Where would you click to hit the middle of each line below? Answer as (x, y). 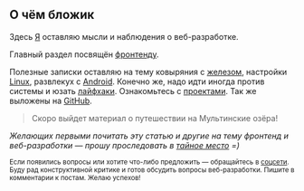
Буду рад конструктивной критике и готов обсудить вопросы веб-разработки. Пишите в (152, 170)
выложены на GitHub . (51, 100)
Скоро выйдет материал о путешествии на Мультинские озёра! (155, 118)
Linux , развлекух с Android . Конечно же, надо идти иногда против (137, 81)
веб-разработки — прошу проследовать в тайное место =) (124, 145)
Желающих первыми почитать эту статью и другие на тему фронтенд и (149, 136)
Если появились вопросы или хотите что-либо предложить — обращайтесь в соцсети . (149, 162)
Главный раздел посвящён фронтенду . (84, 54)
